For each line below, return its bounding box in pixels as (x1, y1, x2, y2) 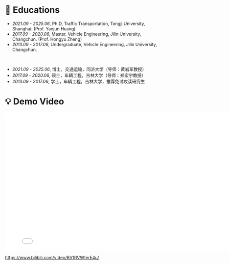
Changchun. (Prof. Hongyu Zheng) (12, 36, 82, 42)
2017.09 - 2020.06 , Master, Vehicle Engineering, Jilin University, (12, 31, 141, 37)
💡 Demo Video (5, 96, 65, 107)
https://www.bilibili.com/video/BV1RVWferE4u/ (5, 254, 99, 260)
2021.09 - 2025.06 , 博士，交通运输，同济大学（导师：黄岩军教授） (12, 66, 147, 72)
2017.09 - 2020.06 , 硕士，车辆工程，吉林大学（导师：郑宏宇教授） (12, 72, 146, 78)
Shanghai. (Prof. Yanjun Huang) (12, 25, 76, 31)
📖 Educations (5, 4, 60, 16)
